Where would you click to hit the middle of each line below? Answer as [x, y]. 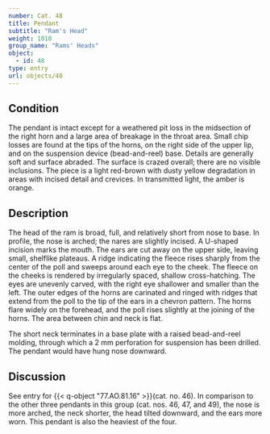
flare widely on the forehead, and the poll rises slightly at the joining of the [132, 310]
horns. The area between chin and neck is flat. [85, 319]
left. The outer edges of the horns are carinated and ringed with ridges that [133, 293]
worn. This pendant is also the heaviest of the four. [93, 422]
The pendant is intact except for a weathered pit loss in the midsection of [130, 128]
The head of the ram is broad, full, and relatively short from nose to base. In [134, 233]
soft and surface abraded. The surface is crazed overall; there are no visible [134, 162]
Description [38, 213]
